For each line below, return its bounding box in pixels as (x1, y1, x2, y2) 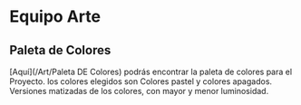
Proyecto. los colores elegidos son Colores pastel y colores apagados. (9, 76, 273, 87)
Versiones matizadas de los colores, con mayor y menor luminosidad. (9, 86, 269, 96)
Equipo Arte (9, 6, 102, 27)
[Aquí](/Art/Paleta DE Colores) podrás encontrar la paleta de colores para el (9, 66, 293, 77)
